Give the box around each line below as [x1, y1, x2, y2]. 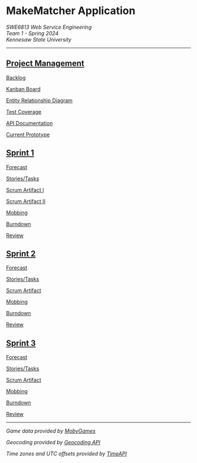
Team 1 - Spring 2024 [6, 29, 59, 36]
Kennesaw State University [6, 36, 72, 43]
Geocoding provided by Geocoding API [6, 439, 101, 446]
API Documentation [6, 119, 53, 127]
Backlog [6, 74, 26, 81]
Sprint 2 [6, 248, 36, 259]
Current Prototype [6, 131, 50, 138]
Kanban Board [6, 85, 41, 92]
